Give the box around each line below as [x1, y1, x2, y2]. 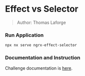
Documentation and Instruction [5, 55, 81, 61]
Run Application [5, 32, 44, 38]
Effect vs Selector [5, 3, 79, 15]
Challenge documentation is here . [5, 65, 73, 71]
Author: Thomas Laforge [17, 19, 67, 25]
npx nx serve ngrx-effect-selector [5, 43, 77, 48]
